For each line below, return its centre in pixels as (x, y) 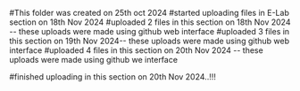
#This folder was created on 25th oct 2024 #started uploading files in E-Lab (150, 13)
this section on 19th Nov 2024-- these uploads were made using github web (150, 41)
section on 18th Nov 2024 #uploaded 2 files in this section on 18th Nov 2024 (150, 22)
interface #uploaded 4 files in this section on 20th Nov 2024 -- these (136, 50)
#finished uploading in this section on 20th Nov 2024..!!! (112, 77)
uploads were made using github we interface (94, 60)
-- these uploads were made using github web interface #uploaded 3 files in (150, 31)
